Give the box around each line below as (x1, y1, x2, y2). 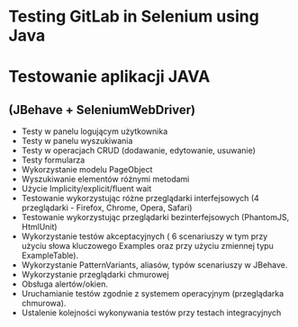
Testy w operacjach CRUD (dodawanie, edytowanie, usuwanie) (21, 146, 256, 156)
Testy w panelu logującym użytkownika (21, 126, 168, 137)
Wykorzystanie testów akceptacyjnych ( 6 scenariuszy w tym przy (21, 231, 268, 242)
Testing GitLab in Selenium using (8, 6, 260, 27)
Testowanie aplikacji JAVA (8, 66, 211, 87)
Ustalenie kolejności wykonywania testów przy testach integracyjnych (21, 307, 282, 318)
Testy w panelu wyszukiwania (21, 136, 133, 146)
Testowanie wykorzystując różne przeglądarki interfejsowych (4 (21, 193, 260, 204)
